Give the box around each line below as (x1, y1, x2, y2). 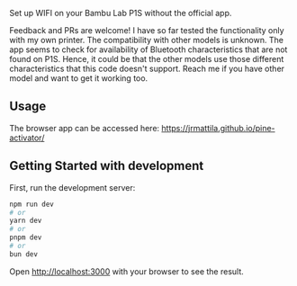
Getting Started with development (9, 158, 204, 174)
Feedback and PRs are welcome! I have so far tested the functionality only (9, 25, 285, 35)
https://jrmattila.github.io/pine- (161, 122, 276, 133)
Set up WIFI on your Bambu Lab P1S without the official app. (9, 8, 232, 18)
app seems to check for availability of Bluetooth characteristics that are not (9, 44, 288, 55)
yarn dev (9, 216, 42, 226)
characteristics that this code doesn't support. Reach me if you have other (9, 63, 285, 74)
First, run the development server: (9, 182, 136, 192)
